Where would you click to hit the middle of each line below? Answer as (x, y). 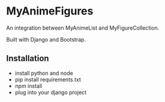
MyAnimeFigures (50, 11)
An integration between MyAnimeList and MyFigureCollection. (83, 28)
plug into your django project (51, 92)
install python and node (44, 73)
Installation (28, 59)
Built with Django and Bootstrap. (46, 39)
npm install (28, 86)
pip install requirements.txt (48, 79)
